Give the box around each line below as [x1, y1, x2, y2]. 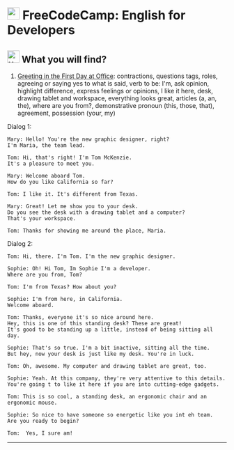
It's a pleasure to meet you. [7, 160, 95, 167]
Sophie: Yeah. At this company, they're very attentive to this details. [7, 375, 226, 382]
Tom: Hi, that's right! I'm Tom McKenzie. [7, 154, 132, 161]
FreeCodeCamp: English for [22, 8, 186, 24]
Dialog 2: [7, 240, 33, 247]
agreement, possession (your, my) [17, 109, 116, 117]
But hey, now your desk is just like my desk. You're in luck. [7, 350, 195, 357]
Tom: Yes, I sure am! [7, 430, 73, 437]
